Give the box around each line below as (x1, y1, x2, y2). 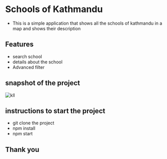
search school (12, 53, 42, 59)
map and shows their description (12, 25, 81, 31)
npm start (12, 131, 33, 137)
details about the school (12, 59, 63, 65)
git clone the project (12, 120, 54, 126)
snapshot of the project (5, 79, 80, 88)
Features (5, 40, 34, 49)
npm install (12, 125, 36, 131)
